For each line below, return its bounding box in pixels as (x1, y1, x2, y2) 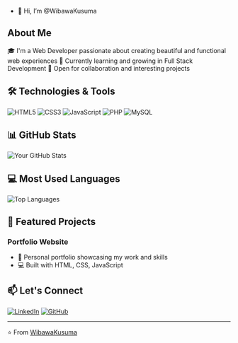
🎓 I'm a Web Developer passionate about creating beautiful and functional (7, 46, 227, 54)
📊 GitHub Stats (7, 129, 76, 141)
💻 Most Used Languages (7, 173, 120, 185)
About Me (7, 27, 52, 39)
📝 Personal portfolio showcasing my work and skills (17, 252, 168, 261)
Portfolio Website (7, 237, 69, 247)
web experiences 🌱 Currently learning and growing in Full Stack (7, 57, 193, 65)
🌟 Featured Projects (7, 216, 96, 228)
